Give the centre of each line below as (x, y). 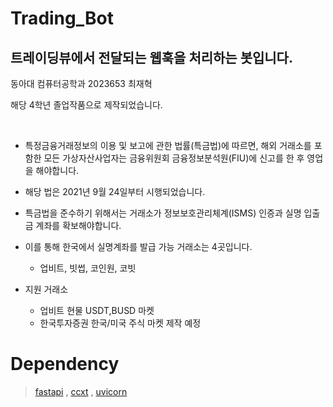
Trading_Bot (62, 18)
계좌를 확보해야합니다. (78, 225)
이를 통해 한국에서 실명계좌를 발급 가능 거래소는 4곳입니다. (138, 246)
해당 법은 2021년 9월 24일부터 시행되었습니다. (115, 191)
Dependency (65, 364)
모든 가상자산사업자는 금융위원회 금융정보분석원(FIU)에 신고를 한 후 (174, 158)
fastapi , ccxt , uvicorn (81, 391)
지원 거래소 (46, 289)
